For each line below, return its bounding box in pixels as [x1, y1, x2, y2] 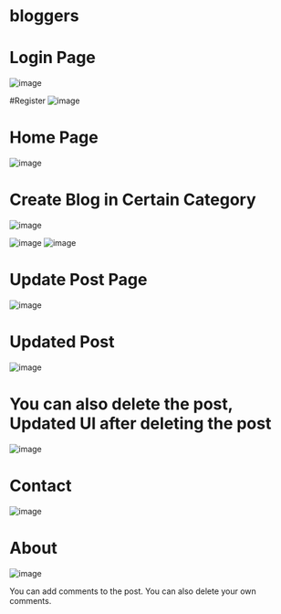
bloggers [9, 5, 79, 26]
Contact [9, 476, 72, 496]
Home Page [9, 127, 99, 148]
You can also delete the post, [9, 394, 234, 415]
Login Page [9, 48, 96, 69]
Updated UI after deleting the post [9, 413, 272, 434]
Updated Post [9, 332, 116, 353]
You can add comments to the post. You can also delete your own [9, 586, 257, 597]
